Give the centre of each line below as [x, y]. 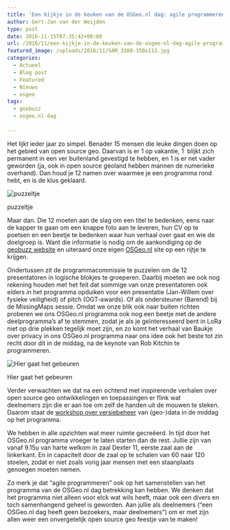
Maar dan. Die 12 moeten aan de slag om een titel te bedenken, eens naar [111, 220]
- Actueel [27, 65]
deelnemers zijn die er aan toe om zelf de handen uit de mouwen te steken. [113, 405]
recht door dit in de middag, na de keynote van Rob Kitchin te [93, 343]
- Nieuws [26, 87]
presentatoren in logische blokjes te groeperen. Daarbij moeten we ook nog [114, 277]
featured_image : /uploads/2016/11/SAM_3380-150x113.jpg [88, 51]
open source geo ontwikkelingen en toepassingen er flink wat [94, 397]
